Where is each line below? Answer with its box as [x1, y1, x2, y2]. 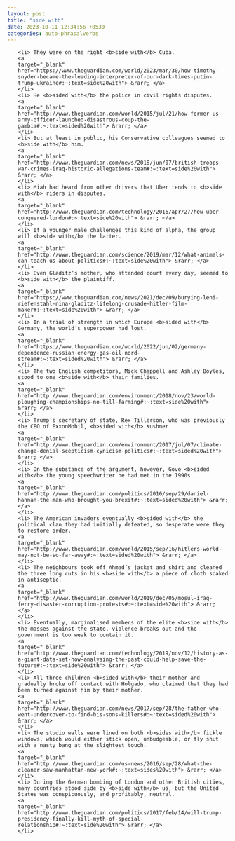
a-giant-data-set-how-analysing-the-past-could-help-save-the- [17, 656, 207, 663]
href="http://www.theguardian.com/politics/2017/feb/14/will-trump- [17, 809, 222, 816]
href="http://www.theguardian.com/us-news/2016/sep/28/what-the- [17, 760, 213, 767]
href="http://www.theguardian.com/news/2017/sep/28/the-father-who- [17, 705, 222, 712]
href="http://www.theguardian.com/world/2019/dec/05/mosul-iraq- [17, 595, 213, 602]
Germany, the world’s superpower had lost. [17, 325, 147, 332]
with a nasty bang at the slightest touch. [17, 742, 147, 749]
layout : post [7, 10, 46, 18]
